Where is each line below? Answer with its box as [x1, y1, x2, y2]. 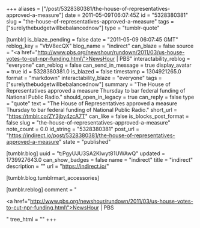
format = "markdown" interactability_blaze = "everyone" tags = [6, 75, 162, 81]
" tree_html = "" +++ [6, 216, 57, 223]
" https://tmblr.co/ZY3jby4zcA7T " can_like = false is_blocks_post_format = [6, 112, 189, 120]
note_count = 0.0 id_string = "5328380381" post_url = [6, 126, 140, 132]
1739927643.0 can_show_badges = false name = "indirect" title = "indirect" [6, 156, 193, 163]
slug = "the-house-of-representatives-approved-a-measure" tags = [6, 18, 174, 25]
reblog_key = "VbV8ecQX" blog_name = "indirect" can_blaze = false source [6, 42, 194, 49]
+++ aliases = [6, 5, 41, 12]
